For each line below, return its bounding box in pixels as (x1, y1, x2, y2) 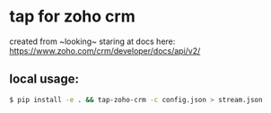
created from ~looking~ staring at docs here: (9, 36, 176, 47)
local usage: (9, 72, 79, 87)
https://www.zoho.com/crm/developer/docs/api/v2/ (9, 45, 201, 56)
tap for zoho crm (9, 6, 136, 27)
